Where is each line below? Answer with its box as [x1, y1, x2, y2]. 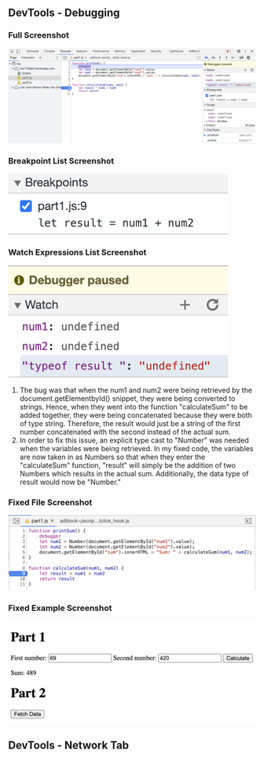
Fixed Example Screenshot [8, 602, 112, 613]
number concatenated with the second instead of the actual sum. [19, 427, 231, 436]
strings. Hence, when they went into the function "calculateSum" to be [19, 402, 248, 411]
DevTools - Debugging [8, 6, 120, 20]
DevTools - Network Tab [8, 739, 130, 752]
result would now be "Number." [19, 477, 122, 487]
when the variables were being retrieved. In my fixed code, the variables [19, 443, 254, 453]
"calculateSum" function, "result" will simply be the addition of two [19, 460, 236, 470]
